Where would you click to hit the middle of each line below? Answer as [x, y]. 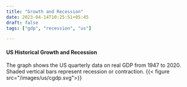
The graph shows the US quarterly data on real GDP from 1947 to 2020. [94, 65]
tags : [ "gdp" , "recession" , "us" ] [49, 28]
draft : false [22, 22]
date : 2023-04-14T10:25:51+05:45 [47, 17]
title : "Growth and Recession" [45, 12]
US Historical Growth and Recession [52, 52]
